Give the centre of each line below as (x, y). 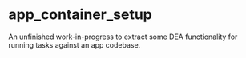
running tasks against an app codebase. (75, 44)
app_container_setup (80, 15)
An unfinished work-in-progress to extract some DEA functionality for (123, 37)
